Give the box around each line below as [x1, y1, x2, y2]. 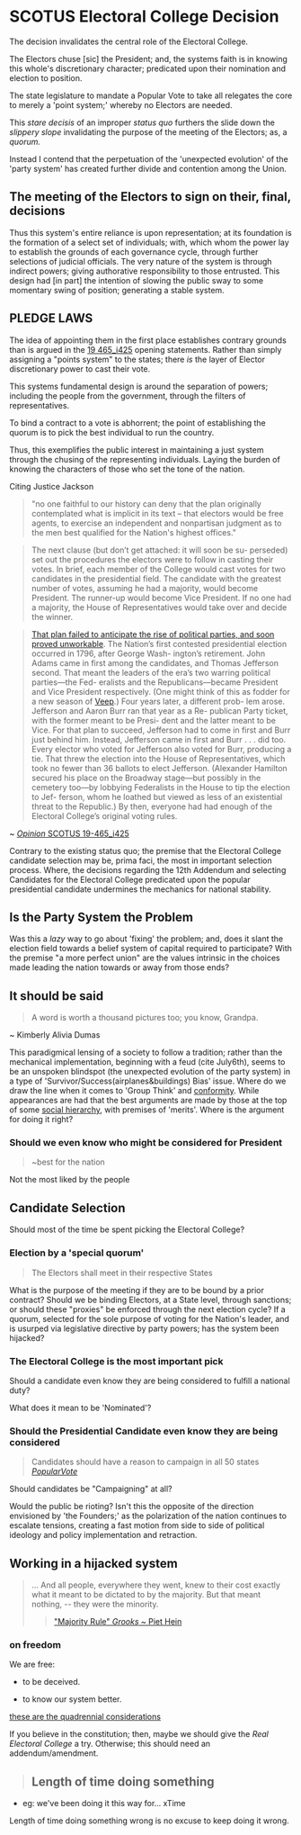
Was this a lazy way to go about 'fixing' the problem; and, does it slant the [9, 933, 284, 944]
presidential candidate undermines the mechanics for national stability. [9, 884, 271, 895]
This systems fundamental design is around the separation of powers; [9, 381, 269, 391]
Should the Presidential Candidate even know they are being [9, 1425, 279, 1437]
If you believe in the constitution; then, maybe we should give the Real [9, 1729, 270, 1740]
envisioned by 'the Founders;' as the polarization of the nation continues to [9, 1510, 288, 1522]
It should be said [9, 988, 104, 1003]
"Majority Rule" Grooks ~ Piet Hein [53, 1616, 182, 1626]
